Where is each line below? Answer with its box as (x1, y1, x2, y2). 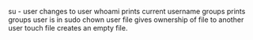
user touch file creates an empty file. (8, 24, 128, 32)
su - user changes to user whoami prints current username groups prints (8, 7, 246, 16)
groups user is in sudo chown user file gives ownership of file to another (8, 15, 244, 24)
